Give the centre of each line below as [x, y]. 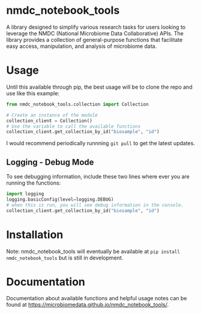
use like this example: [33, 93]
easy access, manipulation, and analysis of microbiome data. [82, 46]
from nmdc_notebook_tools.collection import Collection [77, 104]
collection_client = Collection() [49, 120]
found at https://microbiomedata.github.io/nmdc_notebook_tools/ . [88, 305]
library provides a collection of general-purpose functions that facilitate [94, 40]
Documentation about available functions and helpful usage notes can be [97, 298]
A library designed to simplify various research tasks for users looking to [96, 27]
